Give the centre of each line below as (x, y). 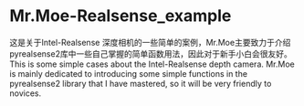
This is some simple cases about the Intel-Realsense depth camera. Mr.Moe (152, 64)
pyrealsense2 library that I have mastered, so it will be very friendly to (141, 83)
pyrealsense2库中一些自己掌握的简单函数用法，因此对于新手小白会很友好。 (151, 53)
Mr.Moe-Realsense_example (121, 16)
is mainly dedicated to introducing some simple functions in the (129, 73)
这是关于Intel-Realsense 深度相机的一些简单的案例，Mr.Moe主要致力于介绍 (150, 42)
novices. (26, 93)
